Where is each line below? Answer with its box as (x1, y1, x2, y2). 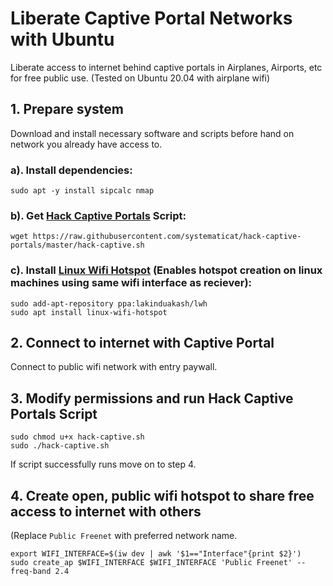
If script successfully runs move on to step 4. (10, 458, 197, 471)
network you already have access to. (10, 138, 163, 150)
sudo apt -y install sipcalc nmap (10, 186, 155, 196)
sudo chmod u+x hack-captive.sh (10, 432, 145, 442)
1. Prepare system (10, 101, 125, 118)
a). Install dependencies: (10, 163, 133, 177)
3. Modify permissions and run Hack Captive (10, 390, 294, 407)
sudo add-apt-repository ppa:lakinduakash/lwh (10, 298, 208, 309)
